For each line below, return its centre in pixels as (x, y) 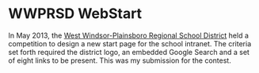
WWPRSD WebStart (75, 14)
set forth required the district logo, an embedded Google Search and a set (129, 52)
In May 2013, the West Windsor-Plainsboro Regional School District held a (129, 35)
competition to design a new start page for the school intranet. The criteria (130, 43)
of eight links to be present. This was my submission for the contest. (120, 60)
